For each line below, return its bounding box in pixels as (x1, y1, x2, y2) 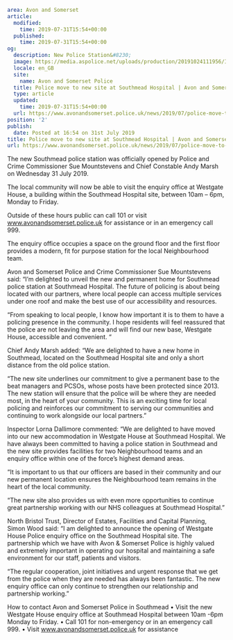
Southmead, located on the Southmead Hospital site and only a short (7, 354, 205, 362)
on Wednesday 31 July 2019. (7, 170, 89, 178)
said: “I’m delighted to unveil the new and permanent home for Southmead (7, 275, 220, 284)
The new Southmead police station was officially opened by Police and (7, 155, 209, 163)
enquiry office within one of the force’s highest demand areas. (7, 454, 185, 463)
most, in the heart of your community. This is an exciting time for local (7, 397, 207, 405)
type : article (13, 90, 54, 97)
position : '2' (7, 116, 49, 123)
